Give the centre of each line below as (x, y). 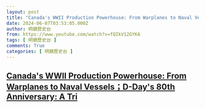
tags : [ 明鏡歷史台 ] (31, 40)
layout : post (23, 12)
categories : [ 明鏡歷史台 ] (40, 52)
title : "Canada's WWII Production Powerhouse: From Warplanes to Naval (99, 18)
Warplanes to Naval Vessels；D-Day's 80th (91, 87)
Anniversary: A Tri (42, 97)
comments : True (26, 46)
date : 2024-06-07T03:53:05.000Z (47, 23)
